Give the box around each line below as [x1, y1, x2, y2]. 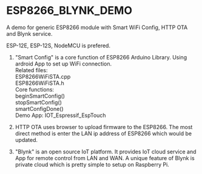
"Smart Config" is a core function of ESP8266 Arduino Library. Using [15, 53, 187, 61]
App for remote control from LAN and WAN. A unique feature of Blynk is [15, 154, 195, 161]
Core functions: [15, 85, 55, 93]
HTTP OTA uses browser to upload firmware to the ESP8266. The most [15, 123, 193, 130]
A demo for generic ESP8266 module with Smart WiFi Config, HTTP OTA [6, 24, 188, 31]
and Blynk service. [6, 30, 53, 37]
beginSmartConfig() [15, 92, 66, 99]
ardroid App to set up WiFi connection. [15, 60, 112, 67]
